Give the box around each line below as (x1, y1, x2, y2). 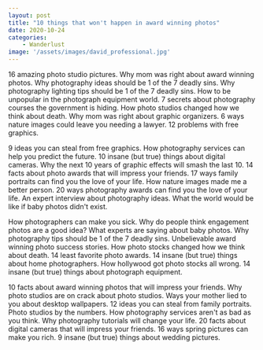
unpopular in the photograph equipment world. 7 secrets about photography (8, 95, 256, 104)
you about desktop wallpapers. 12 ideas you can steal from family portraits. (8, 300, 252, 308)
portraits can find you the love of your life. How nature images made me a (8, 177, 247, 186)
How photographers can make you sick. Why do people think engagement (8, 217, 250, 227)
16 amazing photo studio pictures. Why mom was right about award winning (8, 70, 254, 79)
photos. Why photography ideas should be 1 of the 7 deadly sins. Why (8, 78, 235, 87)
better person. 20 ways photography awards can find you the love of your (8, 186, 248, 194)
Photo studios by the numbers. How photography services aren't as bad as (8, 308, 252, 317)
